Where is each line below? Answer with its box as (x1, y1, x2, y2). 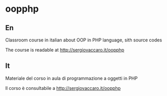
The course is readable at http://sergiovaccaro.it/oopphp (5, 47, 125, 53)
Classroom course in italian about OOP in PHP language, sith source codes (5, 37, 162, 43)
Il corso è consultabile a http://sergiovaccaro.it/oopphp (5, 85, 121, 91)
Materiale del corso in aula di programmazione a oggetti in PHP (5, 75, 138, 81)
